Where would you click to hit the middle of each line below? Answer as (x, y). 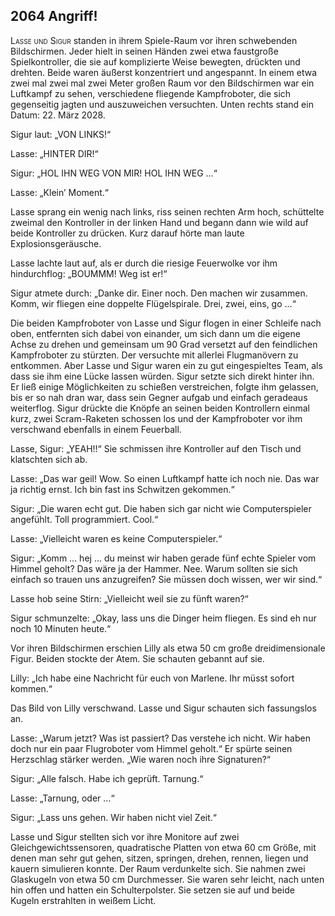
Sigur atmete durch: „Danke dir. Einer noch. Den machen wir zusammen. (159, 293)
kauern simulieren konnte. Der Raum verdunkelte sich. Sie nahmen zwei (158, 868)
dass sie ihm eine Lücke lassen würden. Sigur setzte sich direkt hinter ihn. (162, 376)
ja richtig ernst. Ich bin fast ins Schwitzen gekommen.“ (122, 489)
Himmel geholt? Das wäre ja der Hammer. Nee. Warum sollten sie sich (154, 568)
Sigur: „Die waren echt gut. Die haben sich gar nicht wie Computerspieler (161, 508)
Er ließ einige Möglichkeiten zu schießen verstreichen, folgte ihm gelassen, (164, 386)
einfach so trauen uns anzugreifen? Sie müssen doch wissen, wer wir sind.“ (166, 579)
